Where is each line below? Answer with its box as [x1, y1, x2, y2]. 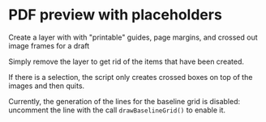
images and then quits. [8, 81, 85, 90]
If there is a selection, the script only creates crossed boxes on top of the [8, 72, 253, 82]
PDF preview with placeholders [8, 6, 223, 24]
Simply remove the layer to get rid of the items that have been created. [8, 57, 245, 66]
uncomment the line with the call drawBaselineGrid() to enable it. [8, 105, 225, 115]
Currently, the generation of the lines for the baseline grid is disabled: [8, 96, 241, 106]
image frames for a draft [8, 40, 90, 50]
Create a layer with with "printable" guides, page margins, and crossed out [8, 32, 258, 42]
